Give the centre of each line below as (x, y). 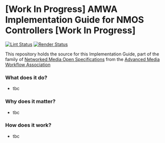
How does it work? (28, 125)
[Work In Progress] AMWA (61, 9)
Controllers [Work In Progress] (70, 30)
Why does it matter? (30, 101)
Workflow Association (28, 64)
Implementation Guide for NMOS (75, 20)
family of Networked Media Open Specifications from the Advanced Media (82, 59)
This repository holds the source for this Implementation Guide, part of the (82, 54)
